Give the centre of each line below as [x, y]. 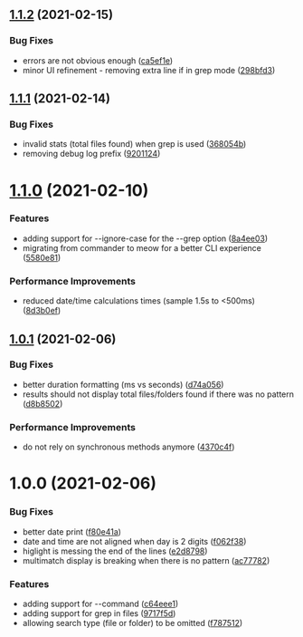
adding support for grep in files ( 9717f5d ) [99, 613]
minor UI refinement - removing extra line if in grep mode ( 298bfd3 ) [149, 70]
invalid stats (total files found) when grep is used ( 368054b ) [134, 144]
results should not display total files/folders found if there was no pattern [158, 394]
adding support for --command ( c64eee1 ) [100, 603]
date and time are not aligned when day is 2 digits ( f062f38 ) [134, 541]
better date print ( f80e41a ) [72, 531]
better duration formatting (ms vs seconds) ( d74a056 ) [123, 384]
